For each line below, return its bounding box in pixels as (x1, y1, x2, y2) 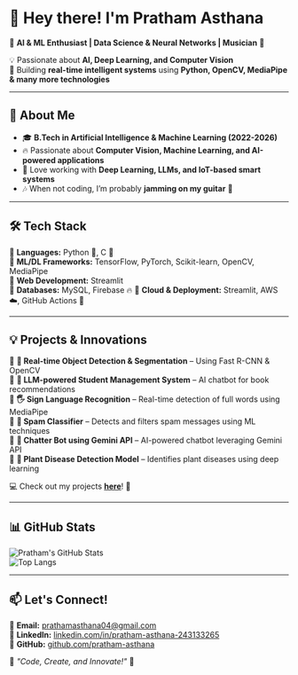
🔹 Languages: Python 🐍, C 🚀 (9, 247, 114, 257)
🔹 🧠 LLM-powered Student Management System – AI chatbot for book (9, 374, 270, 385)
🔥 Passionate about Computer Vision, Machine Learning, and (21, 145, 250, 155)
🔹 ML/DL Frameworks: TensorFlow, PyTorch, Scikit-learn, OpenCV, (9, 256, 255, 267)
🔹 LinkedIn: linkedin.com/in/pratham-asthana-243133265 (9, 630, 220, 640)
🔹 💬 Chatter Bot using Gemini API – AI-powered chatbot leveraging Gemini (9, 435, 282, 446)
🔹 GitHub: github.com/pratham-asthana (9, 639, 155, 649)
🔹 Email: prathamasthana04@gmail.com (9, 620, 157, 631)
